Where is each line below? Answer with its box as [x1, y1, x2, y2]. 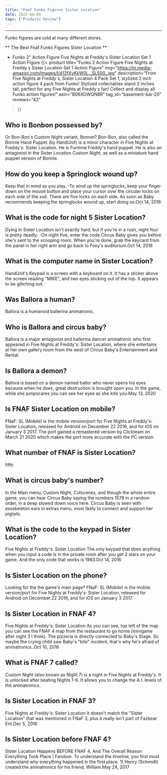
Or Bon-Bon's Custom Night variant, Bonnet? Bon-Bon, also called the [5, 134, 149, 140]
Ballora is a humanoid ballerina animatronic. [5, 308, 94, 314]
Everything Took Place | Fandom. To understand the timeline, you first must [5, 754, 160, 760]
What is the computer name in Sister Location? [5, 257, 153, 265]
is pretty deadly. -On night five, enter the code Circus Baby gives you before [5, 232, 162, 238]
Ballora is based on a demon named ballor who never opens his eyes [5, 380, 146, 386]
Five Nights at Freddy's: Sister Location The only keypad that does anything [5, 546, 161, 552]
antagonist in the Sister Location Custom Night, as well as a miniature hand [5, 150, 159, 156]
